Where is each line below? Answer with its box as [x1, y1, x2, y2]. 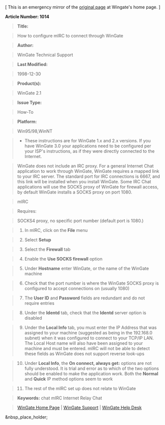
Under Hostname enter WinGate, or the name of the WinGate [24, 265, 149, 271]
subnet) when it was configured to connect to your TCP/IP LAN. [24, 335, 154, 341]
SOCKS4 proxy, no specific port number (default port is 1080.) [17, 218, 144, 224]
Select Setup [24, 237, 51, 243]
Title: [17, 23, 29, 29]
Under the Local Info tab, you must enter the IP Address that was [24, 325, 157, 330]
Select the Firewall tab [24, 246, 70, 252]
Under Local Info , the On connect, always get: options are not [24, 360, 152, 366]
